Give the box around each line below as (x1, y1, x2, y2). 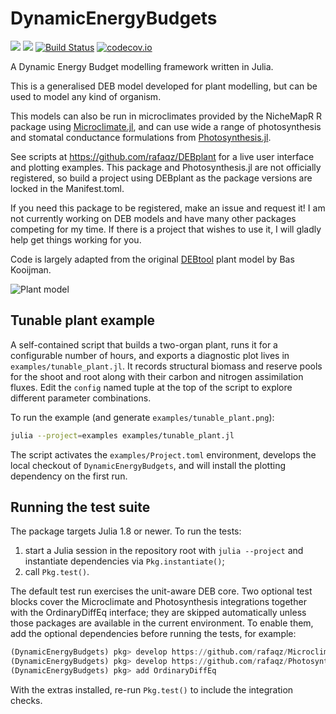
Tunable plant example (10, 312, 156, 329)
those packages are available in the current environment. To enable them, (10, 617, 314, 629)
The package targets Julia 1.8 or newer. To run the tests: (10, 525, 242, 537)
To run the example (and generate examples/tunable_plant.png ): (10, 411, 275, 423)
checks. (10, 695, 43, 707)
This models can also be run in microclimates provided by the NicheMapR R (10, 110, 322, 122)
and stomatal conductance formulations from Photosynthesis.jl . (10, 131, 272, 143)
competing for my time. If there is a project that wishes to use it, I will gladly (10, 223, 322, 235)
